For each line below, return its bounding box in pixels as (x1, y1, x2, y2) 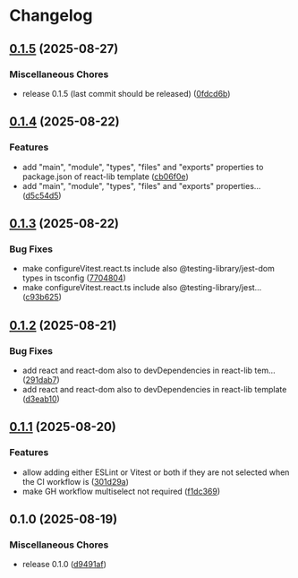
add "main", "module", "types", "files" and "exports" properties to (21, 161, 264, 172)
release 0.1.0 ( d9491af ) (21, 559, 107, 570)
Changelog (9, 5, 93, 26)
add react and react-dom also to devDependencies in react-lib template (21, 384, 287, 394)
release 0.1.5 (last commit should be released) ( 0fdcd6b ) (21, 88, 231, 99)
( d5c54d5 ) (21, 190, 62, 201)
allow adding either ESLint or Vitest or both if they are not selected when (21, 467, 290, 478)
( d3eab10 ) (21, 393, 60, 404)
